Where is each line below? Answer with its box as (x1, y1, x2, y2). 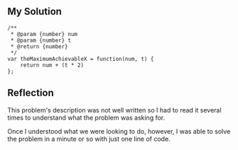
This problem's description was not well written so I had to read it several (7, 105, 222, 114)
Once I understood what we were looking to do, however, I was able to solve (7, 127, 231, 135)
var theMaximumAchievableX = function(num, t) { (7, 55, 154, 62)
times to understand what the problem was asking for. (7, 113, 166, 122)
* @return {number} (10, 42, 69, 50)
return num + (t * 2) (20, 62, 84, 69)
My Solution (7, 6, 63, 18)
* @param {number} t (10, 37, 72, 44)
